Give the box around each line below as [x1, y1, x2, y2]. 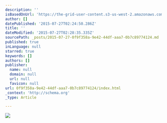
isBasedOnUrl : [5, 12, 35, 17]
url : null [9, 76, 30, 81]
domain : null [9, 72, 37, 77]
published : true [5, 40, 39, 45]
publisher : [5, 62, 28, 67]
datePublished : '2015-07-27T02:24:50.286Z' [5, 21, 97, 26]
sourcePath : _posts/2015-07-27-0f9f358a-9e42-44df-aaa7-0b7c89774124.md [5, 35, 159, 40]
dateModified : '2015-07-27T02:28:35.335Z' [5, 30, 94, 35]
